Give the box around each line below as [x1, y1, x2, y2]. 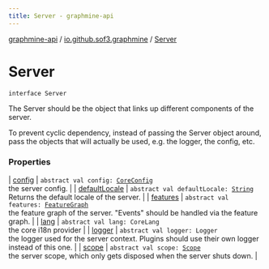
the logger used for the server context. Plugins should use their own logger [8, 233, 259, 243]
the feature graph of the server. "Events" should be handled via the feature [8, 207, 258, 217]
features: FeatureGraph [8, 200, 89, 209]
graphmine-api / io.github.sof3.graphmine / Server [8, 34, 177, 44]
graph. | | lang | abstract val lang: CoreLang [8, 216, 160, 226]
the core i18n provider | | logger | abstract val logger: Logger [8, 224, 218, 235]
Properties [8, 156, 51, 168]
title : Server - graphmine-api [8, 11, 114, 20]
